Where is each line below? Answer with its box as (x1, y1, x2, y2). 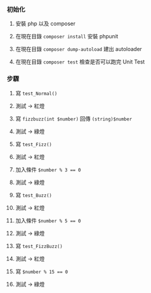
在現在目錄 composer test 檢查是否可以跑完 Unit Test (15, 58, 145, 65)
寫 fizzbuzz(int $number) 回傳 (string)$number (15, 115, 132, 122)
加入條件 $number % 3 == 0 (15, 166, 81, 173)
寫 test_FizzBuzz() (15, 242, 63, 249)
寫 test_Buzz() (15, 191, 53, 198)
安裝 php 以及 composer (15, 20, 76, 28)
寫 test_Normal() (15, 89, 57, 96)
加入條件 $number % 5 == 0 (15, 217, 81, 224)
